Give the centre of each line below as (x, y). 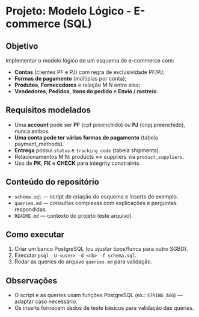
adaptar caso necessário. (46, 301)
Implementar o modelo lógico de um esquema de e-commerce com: (90, 60)
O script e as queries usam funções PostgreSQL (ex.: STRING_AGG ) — (99, 295)
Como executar (35, 235)
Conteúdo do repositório (53, 182)
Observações (32, 281)
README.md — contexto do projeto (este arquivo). (74, 215)
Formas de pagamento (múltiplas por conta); (70, 78)
